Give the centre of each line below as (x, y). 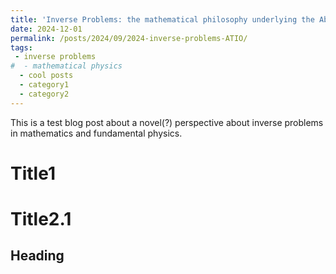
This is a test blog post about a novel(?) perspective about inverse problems (167, 122)
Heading (37, 256)
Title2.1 (41, 219)
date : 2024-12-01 (46, 29)
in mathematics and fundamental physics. (96, 133)
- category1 (44, 85)
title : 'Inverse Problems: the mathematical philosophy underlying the (162, 19)
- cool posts (46, 76)
